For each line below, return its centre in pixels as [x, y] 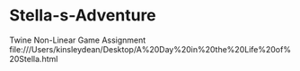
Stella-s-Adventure [83, 16]
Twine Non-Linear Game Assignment [78, 40]
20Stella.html [34, 59]
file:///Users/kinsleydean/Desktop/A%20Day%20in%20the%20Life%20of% [150, 49]
